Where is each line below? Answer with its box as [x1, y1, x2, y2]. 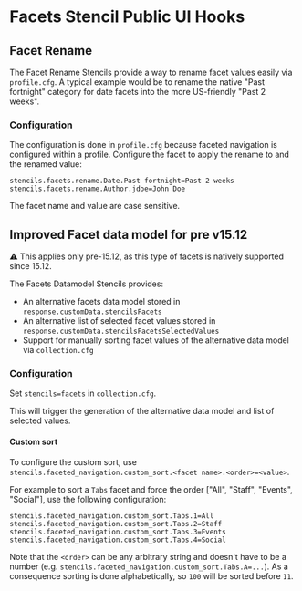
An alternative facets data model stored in [22, 296, 181, 307]
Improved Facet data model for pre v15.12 [9, 226, 248, 243]
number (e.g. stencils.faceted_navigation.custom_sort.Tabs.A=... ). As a [9, 561, 289, 572]
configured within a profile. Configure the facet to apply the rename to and [9, 149, 290, 161]
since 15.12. [9, 261, 52, 272]
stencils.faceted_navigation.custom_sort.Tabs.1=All [9, 511, 214, 521]
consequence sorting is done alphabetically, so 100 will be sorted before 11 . [9, 570, 294, 581]
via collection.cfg [22, 345, 94, 356]
